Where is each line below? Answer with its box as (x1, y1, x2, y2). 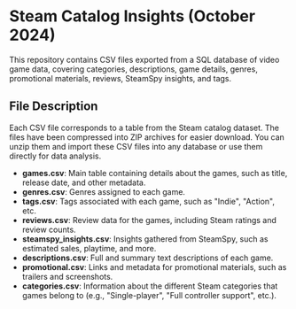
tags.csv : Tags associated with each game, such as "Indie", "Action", (21, 196, 275, 206)
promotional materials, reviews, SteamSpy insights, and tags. (9, 73, 232, 83)
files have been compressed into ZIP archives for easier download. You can (9, 131, 285, 143)
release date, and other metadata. (21, 177, 146, 188)
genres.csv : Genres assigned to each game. (21, 186, 186, 197)
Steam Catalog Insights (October (9, 6, 255, 27)
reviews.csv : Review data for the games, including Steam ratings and (21, 214, 277, 225)
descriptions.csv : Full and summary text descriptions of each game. (21, 252, 274, 263)
